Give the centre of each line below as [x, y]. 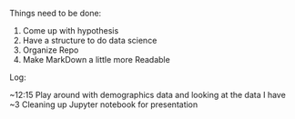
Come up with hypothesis [71, 30]
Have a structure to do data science [90, 40]
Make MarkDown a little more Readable [96, 59]
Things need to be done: [56, 13]
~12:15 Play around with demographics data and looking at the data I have [148, 95]
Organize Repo [51, 50]
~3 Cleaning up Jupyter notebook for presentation [104, 104]
